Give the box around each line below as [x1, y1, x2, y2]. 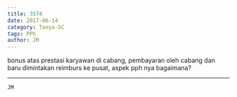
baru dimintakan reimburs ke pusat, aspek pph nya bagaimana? [7, 64, 192, 72]
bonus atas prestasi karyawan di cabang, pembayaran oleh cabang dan [7, 56, 216, 64]
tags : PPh [7, 30, 37, 38]
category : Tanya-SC [7, 23, 65, 30]
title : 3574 [7, 10, 42, 18]
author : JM [7, 37, 39, 44]
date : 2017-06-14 [7, 17, 59, 24]
